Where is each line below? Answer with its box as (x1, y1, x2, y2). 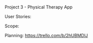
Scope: (4, 23, 19, 29)
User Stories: (4, 14, 32, 19)
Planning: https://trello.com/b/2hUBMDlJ (4, 33, 88, 38)
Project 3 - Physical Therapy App (4, 4, 73, 10)
